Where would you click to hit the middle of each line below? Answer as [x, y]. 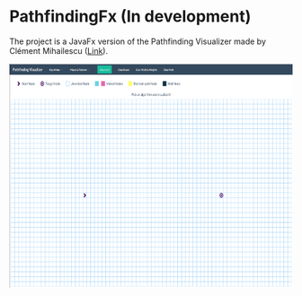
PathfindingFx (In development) [130, 17]
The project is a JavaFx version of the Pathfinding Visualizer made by [138, 41]
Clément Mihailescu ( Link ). [59, 50]
